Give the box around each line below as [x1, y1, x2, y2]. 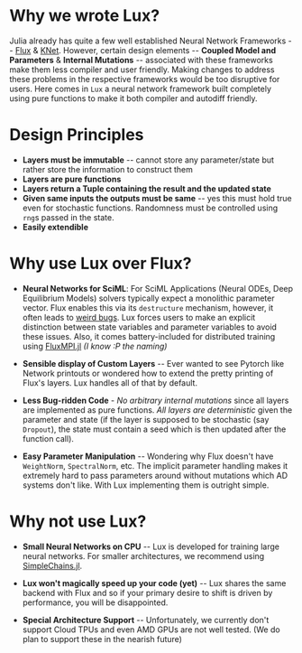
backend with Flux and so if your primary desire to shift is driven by [22, 587, 273, 598]
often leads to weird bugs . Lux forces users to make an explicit [22, 312, 256, 322]
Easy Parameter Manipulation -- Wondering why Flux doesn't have [22, 451, 274, 462]
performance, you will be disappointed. [22, 597, 169, 608]
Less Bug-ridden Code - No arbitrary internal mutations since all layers [22, 395, 289, 406]
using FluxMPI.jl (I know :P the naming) [22, 340, 168, 351]
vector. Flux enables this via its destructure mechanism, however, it [22, 302, 273, 313]
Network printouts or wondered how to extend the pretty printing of [22, 368, 274, 378]
